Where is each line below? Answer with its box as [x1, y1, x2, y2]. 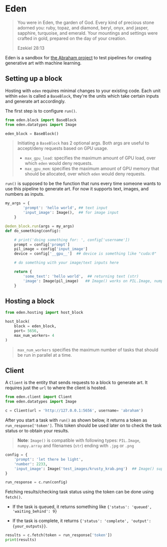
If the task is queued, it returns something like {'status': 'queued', [12, 504, 152, 510]
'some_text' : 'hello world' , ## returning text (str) [23, 273, 139, 279]
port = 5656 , [14, 328, 39, 333]
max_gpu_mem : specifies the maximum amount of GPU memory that [24, 165, 160, 172]
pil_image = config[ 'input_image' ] [14, 247, 88, 252]
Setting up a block [5, 74, 63, 83]
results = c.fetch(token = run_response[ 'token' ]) [5, 533, 112, 538]
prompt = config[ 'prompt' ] [14, 242, 70, 247]
